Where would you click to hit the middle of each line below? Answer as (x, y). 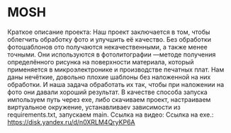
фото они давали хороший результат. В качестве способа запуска (107, 92)
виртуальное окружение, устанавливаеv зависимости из (94, 107)
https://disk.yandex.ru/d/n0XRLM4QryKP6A (71, 122)
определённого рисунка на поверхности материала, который (101, 62)
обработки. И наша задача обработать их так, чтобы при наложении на (116, 84)
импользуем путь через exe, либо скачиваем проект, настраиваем (109, 99)
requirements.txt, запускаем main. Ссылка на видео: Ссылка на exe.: (111, 115)
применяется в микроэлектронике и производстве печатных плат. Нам (116, 69)
